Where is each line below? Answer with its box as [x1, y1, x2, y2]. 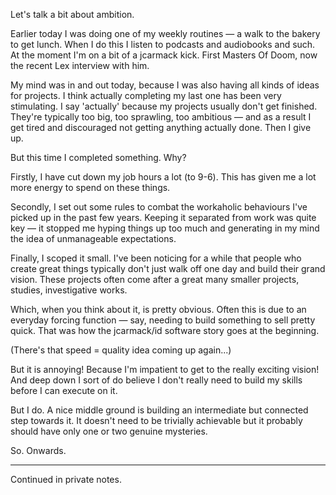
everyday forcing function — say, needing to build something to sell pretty [10, 314, 316, 326]
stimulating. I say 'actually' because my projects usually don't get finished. [10, 100, 318, 112]
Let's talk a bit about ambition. [10, 9, 135, 20]
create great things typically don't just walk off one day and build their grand [10, 263, 326, 274]
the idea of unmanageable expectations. [10, 233, 177, 244]
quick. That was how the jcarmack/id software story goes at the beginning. [10, 325, 320, 336]
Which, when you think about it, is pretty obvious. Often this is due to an [10, 304, 307, 315]
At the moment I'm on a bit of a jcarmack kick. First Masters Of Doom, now [10, 49, 318, 61]
